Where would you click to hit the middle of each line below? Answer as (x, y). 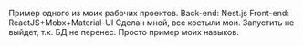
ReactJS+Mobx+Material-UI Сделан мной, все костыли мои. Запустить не (151, 23)
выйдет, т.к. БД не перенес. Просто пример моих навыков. (124, 32)
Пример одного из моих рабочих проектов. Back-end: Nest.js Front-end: (149, 13)
